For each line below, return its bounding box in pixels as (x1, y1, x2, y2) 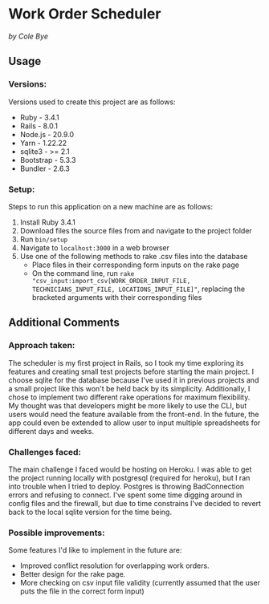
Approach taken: (8, 340, 75, 351)
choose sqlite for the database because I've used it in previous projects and (8, 375, 259, 385)
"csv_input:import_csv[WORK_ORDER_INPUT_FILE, (31, 277, 191, 285)
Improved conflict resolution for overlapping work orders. (19, 561, 210, 570)
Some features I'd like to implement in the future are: (8, 545, 182, 555)
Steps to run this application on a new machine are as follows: (8, 201, 214, 211)
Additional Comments (8, 316, 120, 330)
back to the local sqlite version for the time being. (8, 507, 173, 517)
